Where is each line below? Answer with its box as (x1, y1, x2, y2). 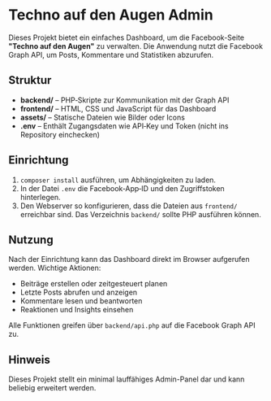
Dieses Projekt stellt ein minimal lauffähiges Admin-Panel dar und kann (8, 374, 245, 384)
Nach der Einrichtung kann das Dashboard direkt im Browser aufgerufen (8, 255, 250, 264)
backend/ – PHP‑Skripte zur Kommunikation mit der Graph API (19, 95, 230, 105)
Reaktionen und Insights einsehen (19, 305, 134, 315)
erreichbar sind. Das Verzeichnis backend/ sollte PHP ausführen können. (19, 209, 261, 219)
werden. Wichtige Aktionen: (8, 263, 101, 273)
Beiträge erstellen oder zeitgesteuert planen (19, 279, 168, 289)
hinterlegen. (19, 192, 61, 202)
